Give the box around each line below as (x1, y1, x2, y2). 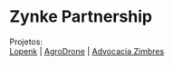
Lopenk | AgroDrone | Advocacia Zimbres (9, 45, 165, 56)
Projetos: (9, 36, 43, 47)
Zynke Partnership (9, 6, 152, 27)
